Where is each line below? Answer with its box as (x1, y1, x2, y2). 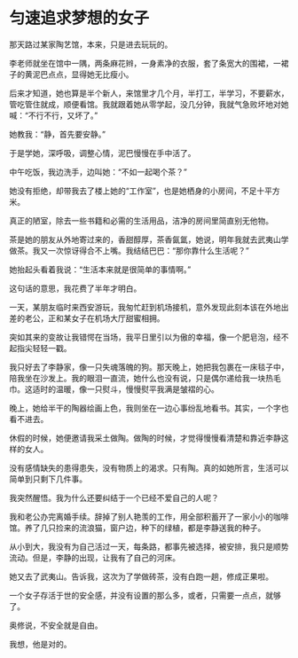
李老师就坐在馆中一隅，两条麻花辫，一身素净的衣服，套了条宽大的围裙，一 (9, 58, 281, 68)
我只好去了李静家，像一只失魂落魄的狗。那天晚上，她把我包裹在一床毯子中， (9, 361, 289, 372)
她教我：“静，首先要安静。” (9, 129, 106, 139)
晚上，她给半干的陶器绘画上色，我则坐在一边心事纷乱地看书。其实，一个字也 (9, 403, 289, 413)
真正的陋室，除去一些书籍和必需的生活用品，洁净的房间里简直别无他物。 (9, 215, 273, 226)
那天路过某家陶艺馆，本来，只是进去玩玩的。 (9, 39, 173, 50)
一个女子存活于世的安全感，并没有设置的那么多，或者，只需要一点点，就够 (9, 590, 281, 600)
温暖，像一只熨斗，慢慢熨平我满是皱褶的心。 (55, 383, 219, 395)
